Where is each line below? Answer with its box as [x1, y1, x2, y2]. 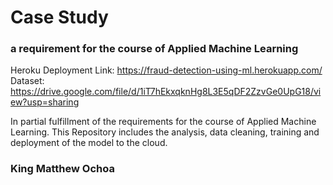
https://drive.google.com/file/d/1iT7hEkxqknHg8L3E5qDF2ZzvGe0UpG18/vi [10, 86, 322, 98]
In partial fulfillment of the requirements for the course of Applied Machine [10, 116, 317, 128]
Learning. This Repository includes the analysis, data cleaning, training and [10, 126, 320, 138]
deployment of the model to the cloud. [10, 137, 168, 149]
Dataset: [10, 75, 45, 87]
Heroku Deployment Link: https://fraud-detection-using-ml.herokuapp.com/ [10, 64, 323, 76]
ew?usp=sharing [10, 96, 80, 108]
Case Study [10, 6, 109, 29]
